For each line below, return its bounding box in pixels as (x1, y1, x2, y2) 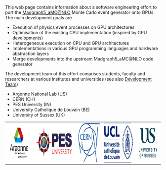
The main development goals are (5, 15, 72, 20)
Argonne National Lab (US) (12, 91, 68, 97)
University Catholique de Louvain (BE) (12, 107, 90, 113)
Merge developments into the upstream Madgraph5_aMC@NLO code (12, 56, 154, 61)
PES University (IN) (12, 102, 52, 107)
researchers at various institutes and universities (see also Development (5, 76, 152, 82)
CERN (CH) (12, 96, 36, 102)
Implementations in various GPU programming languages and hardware (12, 46, 158, 51)
